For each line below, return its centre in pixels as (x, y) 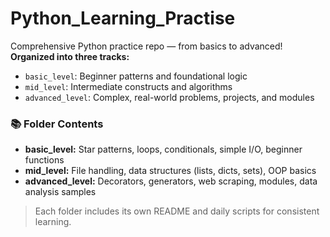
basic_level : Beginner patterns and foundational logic (136, 76)
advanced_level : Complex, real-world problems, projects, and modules (169, 97)
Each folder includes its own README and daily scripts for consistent (177, 211)
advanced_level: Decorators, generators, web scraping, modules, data (171, 181)
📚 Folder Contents (57, 124)
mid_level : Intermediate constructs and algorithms (128, 86)
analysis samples (60, 192)
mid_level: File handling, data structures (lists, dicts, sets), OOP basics (170, 171)
